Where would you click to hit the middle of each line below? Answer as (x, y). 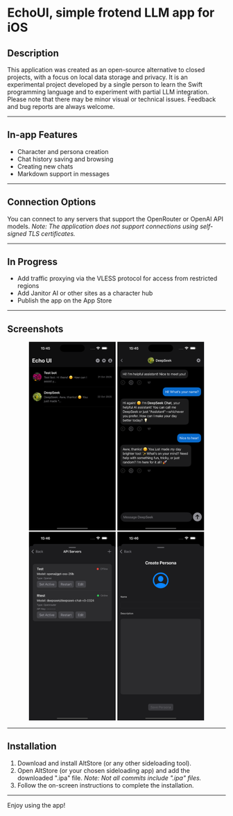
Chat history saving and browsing (65, 159)
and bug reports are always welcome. (61, 107)
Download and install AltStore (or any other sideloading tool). (104, 763)
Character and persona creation (63, 151)
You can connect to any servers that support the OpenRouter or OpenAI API (115, 219)
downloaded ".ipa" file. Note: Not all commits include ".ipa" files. (109, 778)
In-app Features (43, 135)
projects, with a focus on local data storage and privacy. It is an (98, 77)
